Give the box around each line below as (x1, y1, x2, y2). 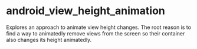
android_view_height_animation (6, 4, 165, 18)
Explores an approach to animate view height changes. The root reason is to (6, 24, 192, 31)
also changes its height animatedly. (6, 36, 92, 43)
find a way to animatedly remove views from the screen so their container (6, 30, 185, 37)
